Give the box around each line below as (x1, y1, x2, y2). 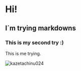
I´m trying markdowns (5, 24, 76, 32)
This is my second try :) (5, 39, 64, 46)
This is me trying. (5, 50, 41, 56)
